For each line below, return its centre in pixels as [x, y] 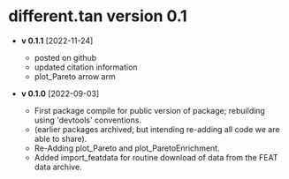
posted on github [65, 57]
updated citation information [86, 67]
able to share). [61, 138]
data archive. [58, 167]
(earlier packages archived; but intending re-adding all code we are [157, 129]
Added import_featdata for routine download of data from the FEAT [156, 157]
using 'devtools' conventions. [88, 120]
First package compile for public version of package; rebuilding [150, 110]
